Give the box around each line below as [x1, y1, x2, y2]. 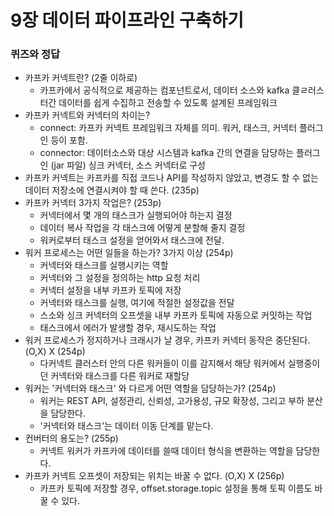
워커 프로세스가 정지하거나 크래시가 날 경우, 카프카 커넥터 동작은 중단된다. [24, 334, 311, 346]
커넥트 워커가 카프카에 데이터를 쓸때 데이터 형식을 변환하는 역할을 [39, 445, 294, 457]
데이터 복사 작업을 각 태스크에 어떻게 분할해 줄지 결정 [39, 222, 246, 234]
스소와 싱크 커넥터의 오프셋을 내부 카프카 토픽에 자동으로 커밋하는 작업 [39, 309, 313, 321]
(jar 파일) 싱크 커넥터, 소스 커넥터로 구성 [50, 159, 207, 171]
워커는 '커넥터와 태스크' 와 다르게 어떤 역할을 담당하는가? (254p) [24, 382, 277, 395]
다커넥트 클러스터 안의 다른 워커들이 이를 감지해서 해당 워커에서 [39, 357, 286, 370]
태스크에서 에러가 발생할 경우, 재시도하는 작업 [39, 322, 217, 334]
